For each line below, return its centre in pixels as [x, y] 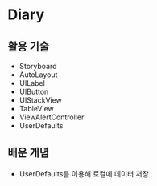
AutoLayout [38, 75]
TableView [36, 109]
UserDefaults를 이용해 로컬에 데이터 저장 [84, 173]
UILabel [32, 83]
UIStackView [40, 100]
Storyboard [38, 66]
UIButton [34, 91]
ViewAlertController [52, 117]
